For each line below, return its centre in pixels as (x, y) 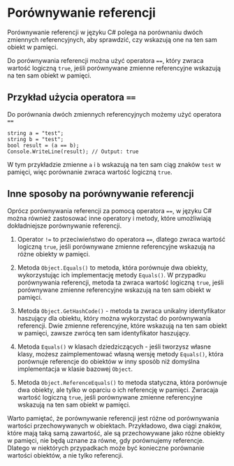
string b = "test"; (36, 139)
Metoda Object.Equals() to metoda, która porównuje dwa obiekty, (112, 268)
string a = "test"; (36, 133)
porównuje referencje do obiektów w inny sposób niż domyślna (109, 361)
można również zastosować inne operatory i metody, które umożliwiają (109, 218)
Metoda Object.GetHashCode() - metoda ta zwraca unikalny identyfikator (121, 311)
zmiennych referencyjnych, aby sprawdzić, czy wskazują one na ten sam (112, 39)
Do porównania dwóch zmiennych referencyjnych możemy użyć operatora (114, 114)
